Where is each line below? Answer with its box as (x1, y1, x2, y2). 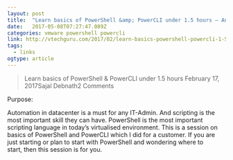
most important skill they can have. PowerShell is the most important (7, 116, 203, 124)
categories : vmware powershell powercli (7, 29, 126, 37)
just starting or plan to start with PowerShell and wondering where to (7, 138, 204, 146)
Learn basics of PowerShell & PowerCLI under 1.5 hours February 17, (24, 74, 220, 82)
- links (13, 49, 36, 56)
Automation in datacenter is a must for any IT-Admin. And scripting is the (7, 108, 215, 116)
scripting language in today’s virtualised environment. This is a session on (7, 123, 218, 132)
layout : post (7, 10, 45, 17)
